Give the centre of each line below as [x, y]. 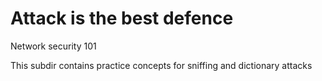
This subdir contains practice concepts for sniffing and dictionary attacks [161, 65]
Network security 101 [53, 46]
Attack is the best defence [122, 18]
